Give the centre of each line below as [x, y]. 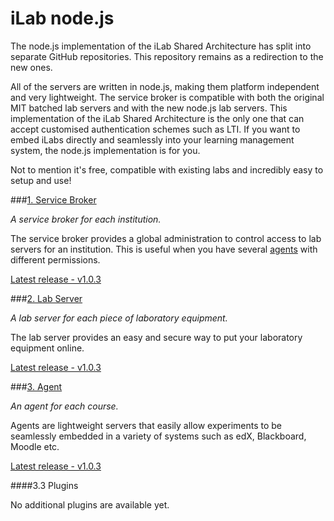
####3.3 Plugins [44, 485]
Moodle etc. [35, 446]
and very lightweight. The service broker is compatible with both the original [167, 97]
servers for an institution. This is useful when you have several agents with [164, 249]
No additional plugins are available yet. [90, 504]
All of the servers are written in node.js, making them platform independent [165, 86]
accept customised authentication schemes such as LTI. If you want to [155, 129]
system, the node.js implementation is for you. [105, 150]
